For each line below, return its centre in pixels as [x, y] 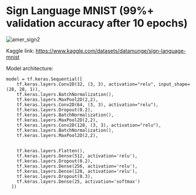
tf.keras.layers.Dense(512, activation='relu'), [77, 156]
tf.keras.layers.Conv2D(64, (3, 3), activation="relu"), [88, 105]
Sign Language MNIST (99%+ [80, 11]
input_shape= [174, 84]
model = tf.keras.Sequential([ [44, 79]
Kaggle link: [20, 50]
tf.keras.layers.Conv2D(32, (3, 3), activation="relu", [87, 84]
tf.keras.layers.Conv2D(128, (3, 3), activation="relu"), [89, 125]
